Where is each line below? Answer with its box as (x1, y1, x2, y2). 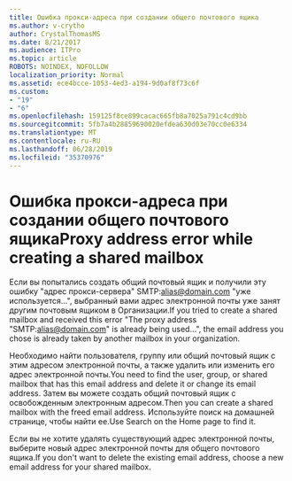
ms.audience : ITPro (9, 46, 81, 55)
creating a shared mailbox (9, 247, 204, 268)
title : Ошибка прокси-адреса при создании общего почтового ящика (9, 12, 259, 22)
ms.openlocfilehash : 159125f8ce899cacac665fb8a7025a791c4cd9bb (9, 112, 248, 120)
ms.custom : (9, 87, 50, 96)
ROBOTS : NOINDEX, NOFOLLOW (9, 63, 109, 72)
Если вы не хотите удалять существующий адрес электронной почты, (9, 433, 275, 444)
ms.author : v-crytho (9, 21, 86, 30)
